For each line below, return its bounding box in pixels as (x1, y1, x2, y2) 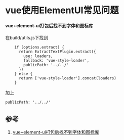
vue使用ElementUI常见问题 (5, 5, 119, 16)
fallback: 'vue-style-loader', (23, 58, 90, 63)
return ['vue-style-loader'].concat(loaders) (18, 76, 116, 81)
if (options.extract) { (14, 45, 65, 50)
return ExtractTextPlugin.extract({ (18, 49, 96, 55)
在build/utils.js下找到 (5, 35, 49, 41)
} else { (14, 71, 33, 76)
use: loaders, (23, 54, 53, 59)
